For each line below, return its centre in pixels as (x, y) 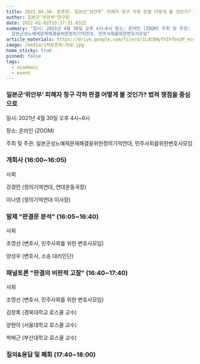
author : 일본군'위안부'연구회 (38, 17)
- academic (25, 67)
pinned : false (24, 56)
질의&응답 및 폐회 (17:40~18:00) (51, 354)
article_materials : (30, 39)
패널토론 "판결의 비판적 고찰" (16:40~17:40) (67, 273)
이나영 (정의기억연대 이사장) (38, 199)
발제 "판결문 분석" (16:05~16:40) (53, 217)
